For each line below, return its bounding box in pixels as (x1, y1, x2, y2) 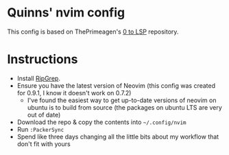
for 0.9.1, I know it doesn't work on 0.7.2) (16, 88, 132, 97)
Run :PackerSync (16, 125, 64, 133)
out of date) (27, 110, 61, 119)
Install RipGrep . (16, 74, 60, 82)
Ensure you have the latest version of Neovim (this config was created (16, 81, 216, 90)
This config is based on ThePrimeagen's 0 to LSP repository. (7, 27, 179, 36)
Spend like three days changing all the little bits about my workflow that (16, 132, 219, 141)
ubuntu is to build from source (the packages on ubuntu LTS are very (27, 103, 223, 111)
